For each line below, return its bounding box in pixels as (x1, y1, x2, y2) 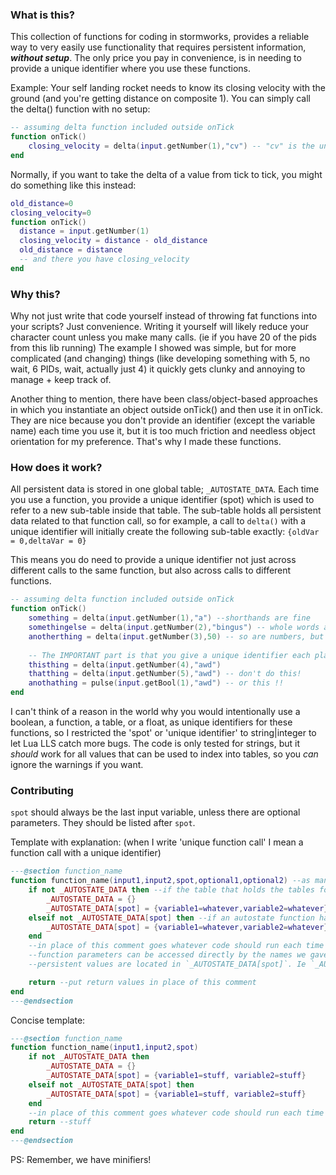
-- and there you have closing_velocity (19, 254, 190, 265)
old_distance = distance (19, 245, 123, 255)
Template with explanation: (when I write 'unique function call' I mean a (10, 836, 304, 848)
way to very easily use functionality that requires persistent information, (10, 41, 307, 53)
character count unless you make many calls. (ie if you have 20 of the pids (10, 331, 317, 343)
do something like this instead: (10, 179, 137, 191)
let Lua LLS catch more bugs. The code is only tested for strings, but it (10, 738, 300, 750)
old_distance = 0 (10, 198, 74, 208)
